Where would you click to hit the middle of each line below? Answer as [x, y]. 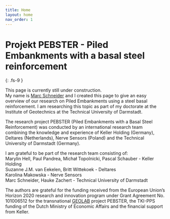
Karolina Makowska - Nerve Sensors [44, 175]
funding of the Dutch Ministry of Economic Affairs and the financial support [84, 206]
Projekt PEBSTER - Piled [57, 45]
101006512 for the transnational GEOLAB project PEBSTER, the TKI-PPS [80, 201]
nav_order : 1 [19, 19]
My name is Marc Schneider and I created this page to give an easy [76, 96]
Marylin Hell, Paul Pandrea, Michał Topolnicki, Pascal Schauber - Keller [80, 159]
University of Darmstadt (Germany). [43, 144]
